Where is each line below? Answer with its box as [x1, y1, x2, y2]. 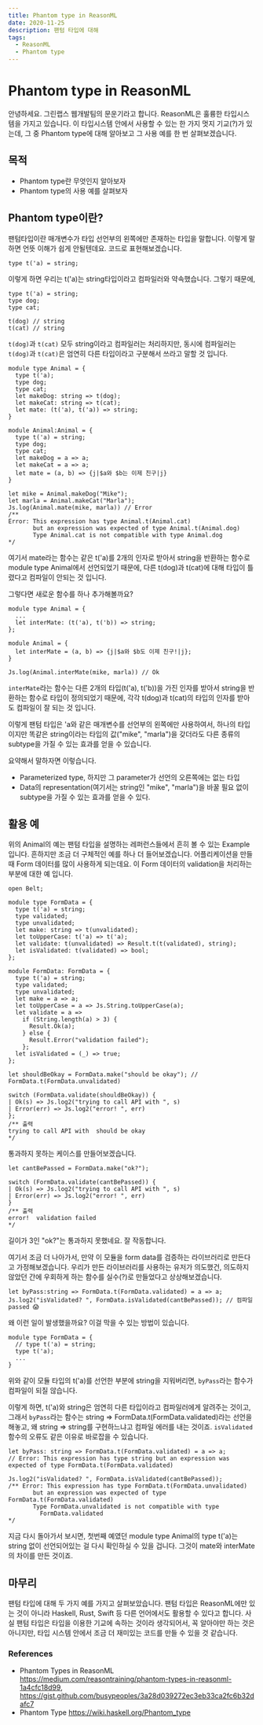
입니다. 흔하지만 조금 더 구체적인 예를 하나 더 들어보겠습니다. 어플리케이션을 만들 [8, 850, 254, 859]
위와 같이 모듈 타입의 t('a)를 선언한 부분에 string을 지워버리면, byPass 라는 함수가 [8, 1376, 254, 1385]
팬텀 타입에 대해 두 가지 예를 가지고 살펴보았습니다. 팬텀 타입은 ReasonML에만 [8, 1598, 247, 1609]
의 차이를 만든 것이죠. [8, 1551, 73, 1561]
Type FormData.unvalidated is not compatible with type [32, 1503, 220, 1511]
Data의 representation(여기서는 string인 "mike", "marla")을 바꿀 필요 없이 [19, 782, 249, 791]
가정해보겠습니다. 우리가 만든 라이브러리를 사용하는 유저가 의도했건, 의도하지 [16, 1262, 250, 1272]
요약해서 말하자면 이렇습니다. [8, 756, 97, 765]
